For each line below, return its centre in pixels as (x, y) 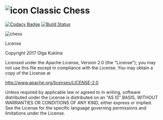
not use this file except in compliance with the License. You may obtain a (79, 68)
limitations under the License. (35, 113)
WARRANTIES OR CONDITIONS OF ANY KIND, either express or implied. (79, 102)
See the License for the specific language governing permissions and (76, 108)
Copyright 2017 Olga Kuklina (34, 53)
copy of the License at (28, 73)
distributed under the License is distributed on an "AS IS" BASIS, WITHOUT (81, 97)
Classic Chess (60, 11)
